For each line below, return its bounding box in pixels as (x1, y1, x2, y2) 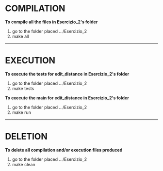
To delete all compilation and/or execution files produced (5, 147, 123, 153)
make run (12, 109, 32, 115)
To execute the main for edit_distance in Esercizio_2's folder (5, 95, 130, 101)
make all (12, 33, 29, 39)
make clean (12, 161, 35, 167)
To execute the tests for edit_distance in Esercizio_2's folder (5, 71, 130, 77)
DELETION (5, 131, 48, 142)
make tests (12, 85, 34, 91)
